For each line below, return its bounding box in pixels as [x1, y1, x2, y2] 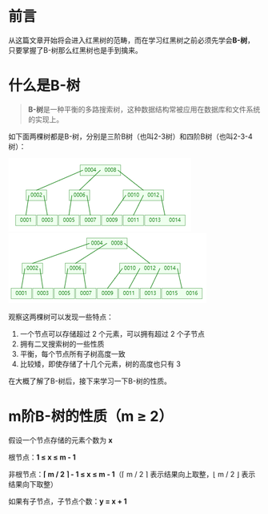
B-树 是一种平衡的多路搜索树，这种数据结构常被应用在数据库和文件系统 [27, 104, 261, 114]
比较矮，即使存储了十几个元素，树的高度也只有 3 [19, 358, 182, 369]
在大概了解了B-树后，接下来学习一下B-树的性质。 [8, 376, 172, 386]
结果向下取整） [8, 479, 58, 489]
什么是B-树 [8, 77, 81, 95]
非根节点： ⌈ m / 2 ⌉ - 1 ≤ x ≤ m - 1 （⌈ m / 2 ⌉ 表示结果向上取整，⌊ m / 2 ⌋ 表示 [8, 469, 256, 479]
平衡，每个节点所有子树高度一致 [19, 349, 126, 358]
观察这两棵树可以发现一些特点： [8, 312, 114, 322]
